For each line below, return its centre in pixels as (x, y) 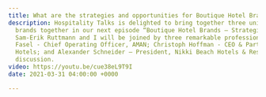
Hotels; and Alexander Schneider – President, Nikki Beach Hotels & (131, 52)
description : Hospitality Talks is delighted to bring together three (127, 23)
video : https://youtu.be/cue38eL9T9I (70, 67)
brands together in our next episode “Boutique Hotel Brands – (122, 30)
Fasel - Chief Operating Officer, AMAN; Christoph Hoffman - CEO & (129, 45)
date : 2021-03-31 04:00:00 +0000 (63, 74)
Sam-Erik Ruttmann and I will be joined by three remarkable (118, 37)
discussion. (35, 60)
